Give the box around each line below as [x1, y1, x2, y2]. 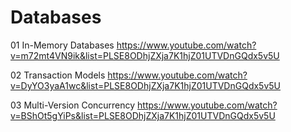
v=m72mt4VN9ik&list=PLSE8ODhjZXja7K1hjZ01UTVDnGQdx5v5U [10, 49, 280, 61]
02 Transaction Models [10, 69, 106, 81]
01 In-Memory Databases [10, 39, 115, 51]
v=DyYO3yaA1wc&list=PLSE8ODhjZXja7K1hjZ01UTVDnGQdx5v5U [10, 79, 282, 91]
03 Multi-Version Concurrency [10, 99, 136, 111]
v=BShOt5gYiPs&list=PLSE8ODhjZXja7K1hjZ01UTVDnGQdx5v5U [10, 109, 276, 121]
